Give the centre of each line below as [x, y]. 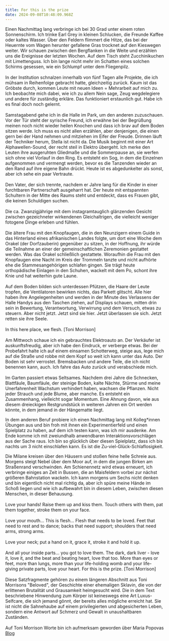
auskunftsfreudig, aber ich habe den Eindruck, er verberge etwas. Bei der [81, 345]
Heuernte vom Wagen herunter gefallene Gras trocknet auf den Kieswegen [83, 45]
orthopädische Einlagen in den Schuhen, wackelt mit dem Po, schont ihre [81, 270]
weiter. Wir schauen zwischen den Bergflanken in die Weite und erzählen [81, 50]
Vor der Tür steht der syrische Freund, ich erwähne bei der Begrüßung [78, 120]
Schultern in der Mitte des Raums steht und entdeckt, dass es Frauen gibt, [82, 195]
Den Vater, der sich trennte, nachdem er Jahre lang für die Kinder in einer [81, 184]
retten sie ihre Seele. [27, 318]
